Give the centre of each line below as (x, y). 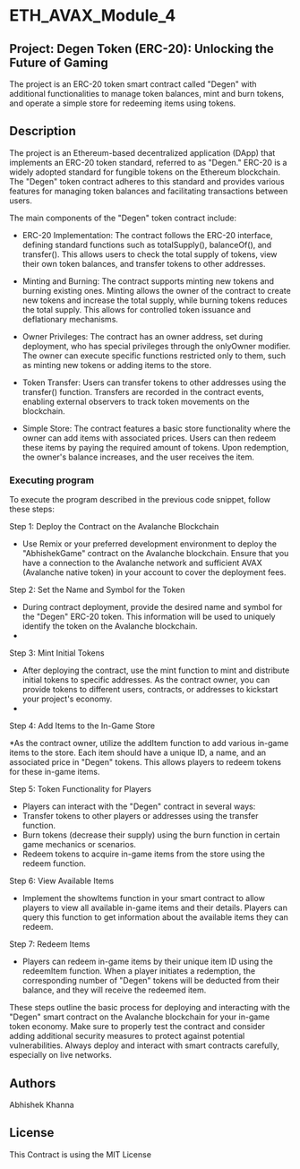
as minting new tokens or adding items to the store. (117, 365)
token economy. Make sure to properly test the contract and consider (137, 1027)
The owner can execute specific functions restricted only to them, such (154, 356)
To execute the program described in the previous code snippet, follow (140, 500)
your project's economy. (67, 699)
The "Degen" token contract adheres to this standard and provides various (147, 181)
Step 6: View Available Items (62, 881)
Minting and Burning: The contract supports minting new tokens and (148, 281)
